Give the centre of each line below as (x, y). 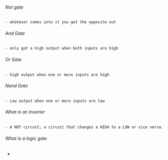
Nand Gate (17, 86)
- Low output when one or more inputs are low (55, 101)
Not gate (14, 7)
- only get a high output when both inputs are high (62, 48)
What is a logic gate (26, 138)
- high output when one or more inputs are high (57, 75)
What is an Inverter (25, 112)
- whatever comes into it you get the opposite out (61, 22)
